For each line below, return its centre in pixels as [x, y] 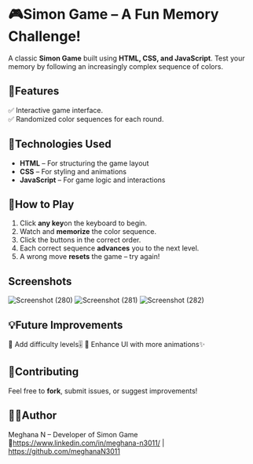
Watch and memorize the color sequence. [88, 232]
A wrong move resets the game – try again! [90, 257]
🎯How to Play [41, 204]
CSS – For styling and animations [73, 171]
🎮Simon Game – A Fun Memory [114, 15]
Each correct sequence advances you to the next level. [109, 248]
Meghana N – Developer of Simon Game [73, 434]
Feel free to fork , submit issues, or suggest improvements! [103, 391]
